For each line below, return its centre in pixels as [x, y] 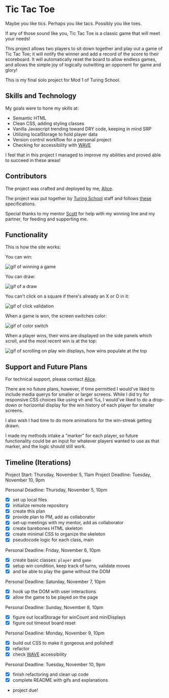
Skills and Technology [41, 96]
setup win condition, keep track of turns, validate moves [71, 565]
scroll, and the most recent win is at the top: [51, 341]
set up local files [30, 500]
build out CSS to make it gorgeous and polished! [63, 643]
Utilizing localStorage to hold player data [55, 134]
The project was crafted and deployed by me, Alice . [59, 188]
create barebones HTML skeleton [47, 528]
